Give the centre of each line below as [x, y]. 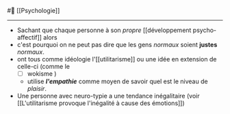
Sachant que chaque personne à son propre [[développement [104, 30]
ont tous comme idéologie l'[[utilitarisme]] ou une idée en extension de [117, 59]
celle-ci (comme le [43, 66]
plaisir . [37, 89]
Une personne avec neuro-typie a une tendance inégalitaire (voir [108, 96]
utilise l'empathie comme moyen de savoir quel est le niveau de [117, 81]
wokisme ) [42, 74]
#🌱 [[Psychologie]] [34, 11]
